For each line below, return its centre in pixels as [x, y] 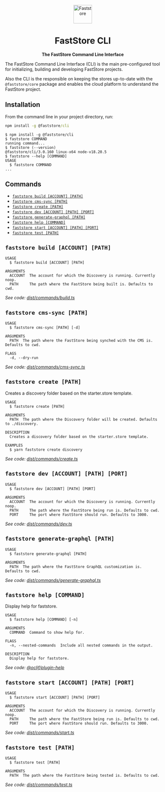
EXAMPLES [14, 445]
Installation [23, 105]
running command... [25, 143]
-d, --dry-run [24, 358]
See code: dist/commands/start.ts [40, 733]
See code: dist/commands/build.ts [40, 298]
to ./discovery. [22, 424]
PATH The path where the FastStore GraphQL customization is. [76, 567]
